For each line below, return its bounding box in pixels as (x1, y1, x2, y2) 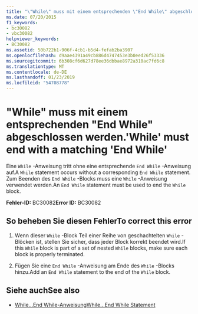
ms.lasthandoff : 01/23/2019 (6, 74, 75, 80)
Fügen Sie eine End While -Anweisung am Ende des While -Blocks (14, 262, 175, 269)
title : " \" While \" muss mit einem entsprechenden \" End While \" (6, 8, 167, 15)
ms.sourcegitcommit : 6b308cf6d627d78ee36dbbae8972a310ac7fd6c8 (6, 58, 165, 64)
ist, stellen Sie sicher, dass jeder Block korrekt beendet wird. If (35, 238, 186, 245)
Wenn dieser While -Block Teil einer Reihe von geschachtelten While (14, 231, 180, 239)
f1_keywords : (6, 19, 38, 25)
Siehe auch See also (6, 286, 80, 296)
